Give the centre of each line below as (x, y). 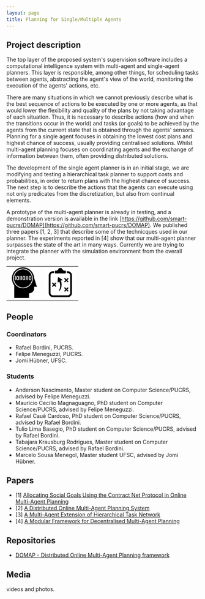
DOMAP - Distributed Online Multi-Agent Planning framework (92, 555)
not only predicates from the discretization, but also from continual (90, 194)
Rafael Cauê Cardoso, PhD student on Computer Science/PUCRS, (98, 415)
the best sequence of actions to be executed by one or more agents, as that (102, 104)
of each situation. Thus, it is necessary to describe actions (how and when (100, 117)
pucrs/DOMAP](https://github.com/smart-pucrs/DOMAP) (78, 225)
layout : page (23, 13)
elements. (19, 200)
